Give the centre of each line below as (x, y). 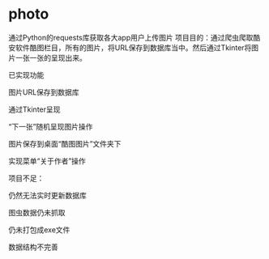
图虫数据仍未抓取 (37, 212)
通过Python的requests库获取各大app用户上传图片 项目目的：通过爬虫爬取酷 (134, 37)
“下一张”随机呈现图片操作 (51, 126)
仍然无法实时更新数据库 (47, 195)
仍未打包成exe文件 (39, 229)
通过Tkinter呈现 (34, 109)
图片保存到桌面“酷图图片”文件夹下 (65, 143)
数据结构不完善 (33, 247)
